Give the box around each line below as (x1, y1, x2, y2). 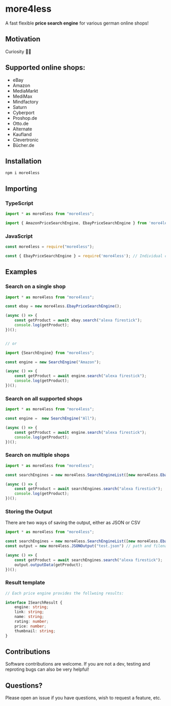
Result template (5, 579, 45, 586)
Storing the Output (5, 508, 52, 515)
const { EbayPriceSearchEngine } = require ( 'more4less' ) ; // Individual (5, 253, 163, 258)
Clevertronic (12, 137, 39, 143)
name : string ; (14, 614, 44, 620)
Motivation (5, 35, 41, 43)
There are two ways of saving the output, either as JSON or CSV (5, 520, 141, 526)
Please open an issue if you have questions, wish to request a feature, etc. (5, 695, 161, 701)
